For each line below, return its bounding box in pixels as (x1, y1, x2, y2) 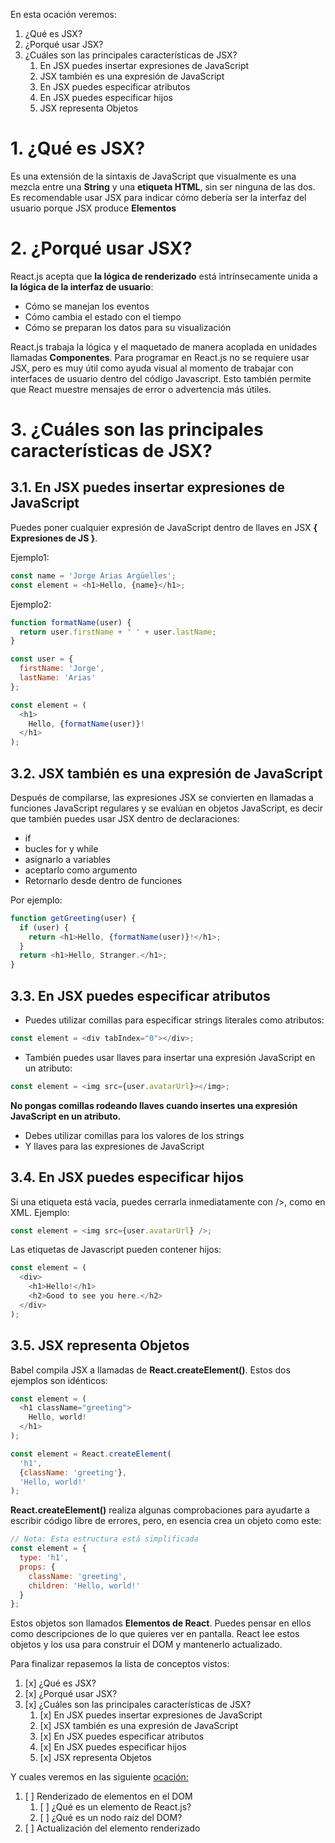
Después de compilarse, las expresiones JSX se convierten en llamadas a (10, 791, 314, 803)
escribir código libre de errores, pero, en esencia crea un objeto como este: (10, 1515, 322, 1527)
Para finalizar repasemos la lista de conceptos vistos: (10, 1658, 230, 1670)
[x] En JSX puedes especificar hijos (39, 1741, 187, 1753)
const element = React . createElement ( (10, 1449, 172, 1459)
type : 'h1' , (19, 1553, 70, 1563)
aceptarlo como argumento (24, 864, 138, 876)
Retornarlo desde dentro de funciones (24, 874, 183, 886)
